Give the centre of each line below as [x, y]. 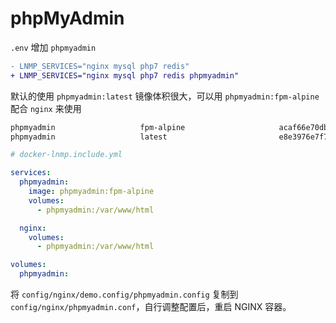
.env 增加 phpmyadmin [53, 47]
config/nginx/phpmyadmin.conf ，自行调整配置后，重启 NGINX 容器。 [151, 307]
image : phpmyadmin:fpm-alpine [91, 192]
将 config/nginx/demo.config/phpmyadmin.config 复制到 [124, 294]
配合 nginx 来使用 [46, 108]
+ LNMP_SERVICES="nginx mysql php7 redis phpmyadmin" [125, 75]
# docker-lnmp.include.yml [66, 155]
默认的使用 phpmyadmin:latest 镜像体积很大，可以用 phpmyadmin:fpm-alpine [165, 96]
